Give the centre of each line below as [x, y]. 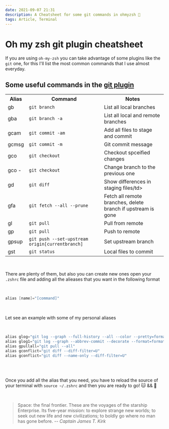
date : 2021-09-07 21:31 [30, 10]
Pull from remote [123, 224]
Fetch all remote [123, 196]
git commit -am [47, 133]
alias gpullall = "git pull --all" [40, 346]
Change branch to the [130, 167]
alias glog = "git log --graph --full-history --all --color [68, 337]
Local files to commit [129, 252]
